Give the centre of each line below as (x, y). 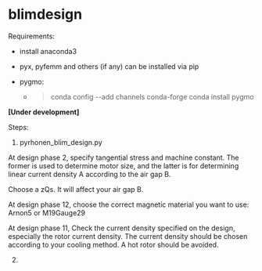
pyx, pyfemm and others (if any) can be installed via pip (109, 66)
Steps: (18, 127)
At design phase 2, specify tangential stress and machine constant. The (124, 157)
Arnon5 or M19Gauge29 (47, 212)
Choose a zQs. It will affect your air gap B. (76, 189)
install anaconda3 (48, 51)
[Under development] (44, 112)
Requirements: (31, 36)
